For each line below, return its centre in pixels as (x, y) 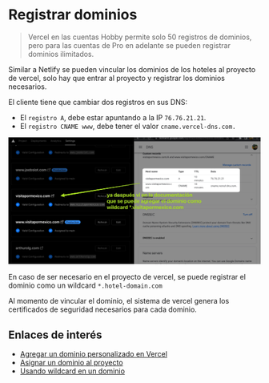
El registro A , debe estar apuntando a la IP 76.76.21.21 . (113, 117)
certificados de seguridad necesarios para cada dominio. (103, 309)
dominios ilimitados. (61, 54)
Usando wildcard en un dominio (72, 371)
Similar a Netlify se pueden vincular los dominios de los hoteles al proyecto (132, 69)
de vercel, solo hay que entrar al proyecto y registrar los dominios (117, 78)
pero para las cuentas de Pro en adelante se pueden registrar (129, 45)
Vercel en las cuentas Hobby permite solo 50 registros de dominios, (140, 37)
